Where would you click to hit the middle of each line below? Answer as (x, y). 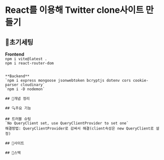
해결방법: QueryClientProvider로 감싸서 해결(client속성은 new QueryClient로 (80, 128)
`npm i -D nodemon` (25, 89)
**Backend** (17, 76)
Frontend (15, 54)
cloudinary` (33, 85)
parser (12, 85)
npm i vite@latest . (26, 59)
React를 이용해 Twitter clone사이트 (74, 10)
